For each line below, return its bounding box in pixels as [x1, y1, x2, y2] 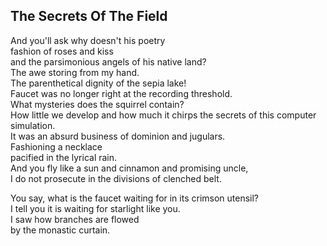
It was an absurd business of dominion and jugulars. [10, 130, 226, 142]
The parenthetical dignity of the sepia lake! [10, 77, 187, 89]
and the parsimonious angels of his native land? [10, 55, 207, 68]
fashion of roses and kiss [10, 45, 114, 57]
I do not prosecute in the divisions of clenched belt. [10, 172, 222, 184]
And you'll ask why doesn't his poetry [10, 34, 166, 46]
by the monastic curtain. [10, 224, 111, 236]
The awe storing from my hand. [10, 66, 140, 78]
